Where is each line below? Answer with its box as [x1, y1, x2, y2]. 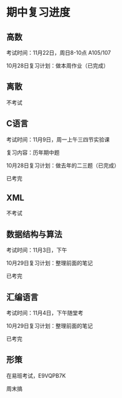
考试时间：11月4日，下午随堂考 [6, 309, 84, 317]
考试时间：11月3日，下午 [6, 246, 68, 254]
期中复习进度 [6, 5, 71, 20]
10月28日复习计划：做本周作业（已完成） [6, 62, 109, 69]
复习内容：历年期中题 [6, 149, 59, 156]
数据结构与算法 [6, 229, 63, 240]
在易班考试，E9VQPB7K [6, 372, 66, 379]
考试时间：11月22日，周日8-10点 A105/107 [6, 49, 111, 56]
